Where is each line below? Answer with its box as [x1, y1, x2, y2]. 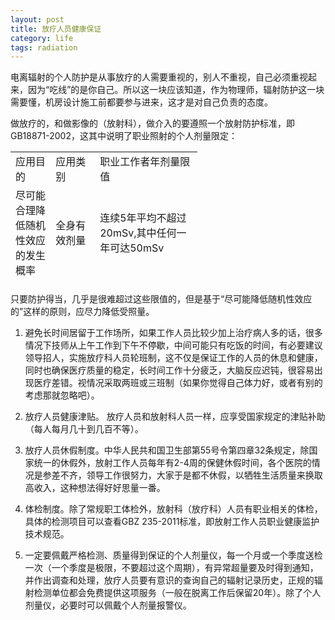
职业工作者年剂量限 [99, 155, 191, 169]
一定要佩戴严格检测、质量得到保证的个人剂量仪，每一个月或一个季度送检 [24, 549, 323, 561]
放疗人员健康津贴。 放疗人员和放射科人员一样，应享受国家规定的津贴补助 [24, 411, 326, 423]
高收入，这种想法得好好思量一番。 [24, 482, 166, 494]
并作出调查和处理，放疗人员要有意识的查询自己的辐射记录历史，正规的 [24, 574, 315, 586]
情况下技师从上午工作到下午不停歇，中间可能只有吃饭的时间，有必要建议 [24, 339, 323, 351]
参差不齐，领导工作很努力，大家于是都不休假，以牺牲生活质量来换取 [42, 469, 323, 481]
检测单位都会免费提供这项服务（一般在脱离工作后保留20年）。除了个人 [33, 587, 322, 599]
